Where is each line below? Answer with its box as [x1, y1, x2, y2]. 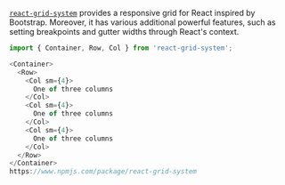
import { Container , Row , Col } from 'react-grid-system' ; [9, 44, 233, 52]
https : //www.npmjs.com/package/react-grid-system [9, 167, 198, 176]
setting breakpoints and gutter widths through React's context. [9, 27, 240, 36]
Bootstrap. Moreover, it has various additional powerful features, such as [9, 17, 276, 28]
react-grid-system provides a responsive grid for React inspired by [9, 8, 256, 18]
